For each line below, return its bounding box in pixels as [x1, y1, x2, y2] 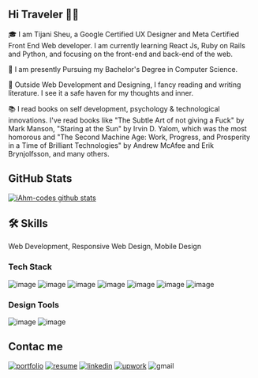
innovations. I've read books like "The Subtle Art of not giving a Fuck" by [8, 115, 245, 125]
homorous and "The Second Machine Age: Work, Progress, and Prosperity [8, 132, 251, 142]
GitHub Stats [8, 172, 73, 186]
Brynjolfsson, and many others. [8, 149, 110, 158]
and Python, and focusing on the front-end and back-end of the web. [8, 49, 234, 59]
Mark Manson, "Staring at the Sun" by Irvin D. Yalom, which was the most [8, 123, 247, 133]
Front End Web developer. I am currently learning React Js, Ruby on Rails [8, 40, 246, 50]
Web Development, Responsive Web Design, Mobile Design [8, 242, 202, 251]
